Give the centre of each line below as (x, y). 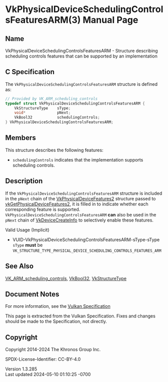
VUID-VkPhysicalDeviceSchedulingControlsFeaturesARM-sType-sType (86, 239)
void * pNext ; (43, 113)
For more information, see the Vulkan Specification (58, 306)
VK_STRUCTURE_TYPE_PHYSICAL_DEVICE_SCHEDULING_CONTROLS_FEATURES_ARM (87, 251)
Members (21, 138)
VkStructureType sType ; (43, 108)
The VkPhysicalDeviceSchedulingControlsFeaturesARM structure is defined (81, 84)
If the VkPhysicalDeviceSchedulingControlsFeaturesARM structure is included (84, 193)
